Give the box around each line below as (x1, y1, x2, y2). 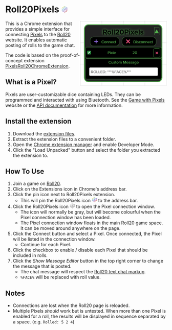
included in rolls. (12, 252, 48, 258)
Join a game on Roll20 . (12, 180, 61, 187)
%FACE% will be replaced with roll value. (20, 274, 101, 280)
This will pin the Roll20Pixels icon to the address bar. (20, 198, 138, 204)
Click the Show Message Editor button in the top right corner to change (12, 258, 164, 264)
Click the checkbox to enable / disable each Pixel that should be (12, 247, 148, 253)
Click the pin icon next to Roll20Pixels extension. (12, 192, 115, 198)
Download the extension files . (12, 130, 76, 136)
